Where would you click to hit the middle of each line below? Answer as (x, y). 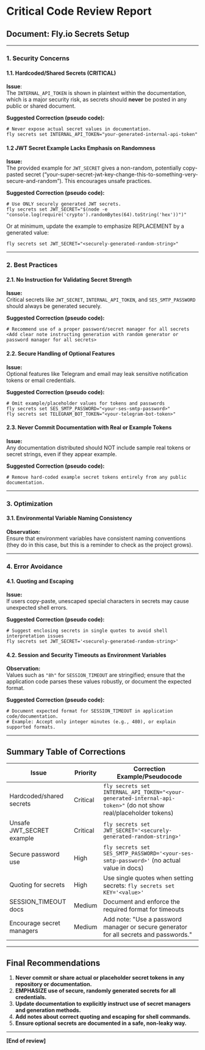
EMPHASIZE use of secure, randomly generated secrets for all (95, 991)
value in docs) (123, 868)
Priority (85, 773)
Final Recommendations (53, 963)
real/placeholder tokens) (138, 813)
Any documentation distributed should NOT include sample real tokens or (99, 448)
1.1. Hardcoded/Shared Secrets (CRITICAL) (61, 73)
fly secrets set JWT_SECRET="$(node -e (57, 209)
